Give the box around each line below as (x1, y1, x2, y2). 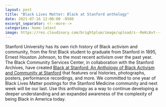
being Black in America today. (5, 96, 66, 102)
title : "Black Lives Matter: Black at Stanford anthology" (5, 12, 129, 17)
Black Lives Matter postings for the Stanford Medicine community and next (5, 80, 158, 86)
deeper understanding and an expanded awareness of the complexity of (5, 91, 153, 97)
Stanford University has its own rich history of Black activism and (5, 44, 138, 49)
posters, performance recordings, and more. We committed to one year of (5, 75, 156, 81)
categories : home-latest (5, 26, 56, 31)
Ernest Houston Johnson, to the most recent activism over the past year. (5, 54, 153, 60)
